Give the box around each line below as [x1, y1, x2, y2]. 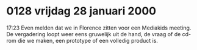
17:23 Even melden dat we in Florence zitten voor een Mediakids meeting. [6, 24, 192, 31]
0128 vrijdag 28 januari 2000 [6, 4, 157, 18]
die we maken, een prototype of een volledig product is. [17, 37, 159, 44]
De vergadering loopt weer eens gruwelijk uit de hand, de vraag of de [6, 30, 181, 37]
